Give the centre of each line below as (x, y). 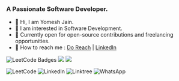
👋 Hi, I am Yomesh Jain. (44, 22)
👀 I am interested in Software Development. (68, 28)
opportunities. (32, 41)
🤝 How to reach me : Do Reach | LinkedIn (66, 47)
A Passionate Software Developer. (57, 9)
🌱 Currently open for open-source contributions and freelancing (94, 35)
